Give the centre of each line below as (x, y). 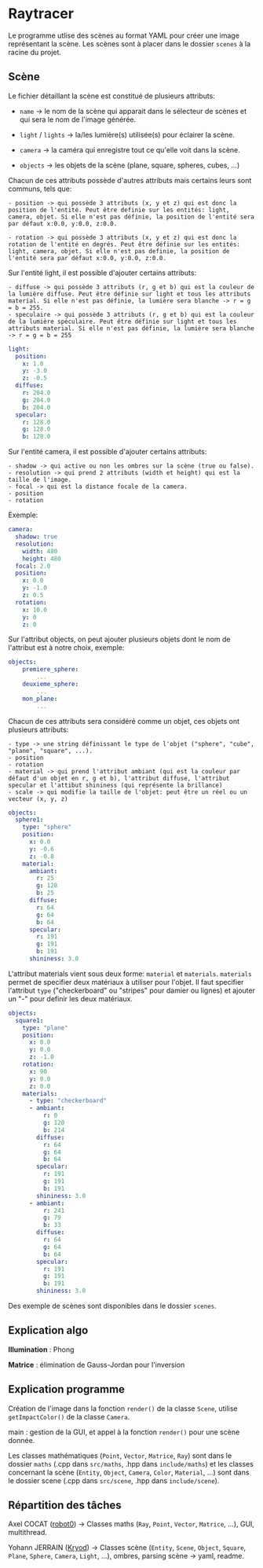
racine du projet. (35, 52)
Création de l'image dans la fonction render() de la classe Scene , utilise (123, 1408)
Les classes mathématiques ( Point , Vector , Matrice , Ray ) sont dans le (120, 1456)
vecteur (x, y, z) (38, 799)
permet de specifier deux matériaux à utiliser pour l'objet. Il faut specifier (126, 982)
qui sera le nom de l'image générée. (77, 119)
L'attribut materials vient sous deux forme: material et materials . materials (130, 973)
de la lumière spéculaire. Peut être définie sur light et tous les (122, 321)
